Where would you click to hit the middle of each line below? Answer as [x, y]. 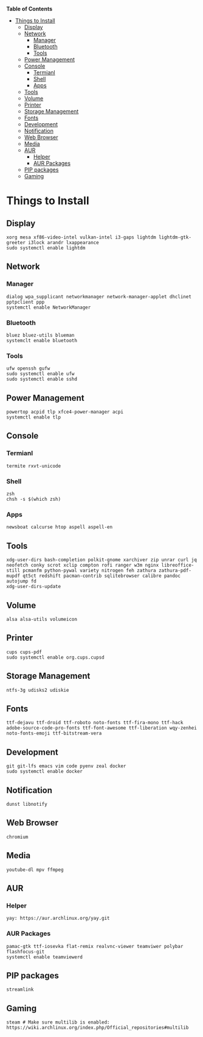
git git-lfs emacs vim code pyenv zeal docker [66, 766]
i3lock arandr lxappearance [64, 243]
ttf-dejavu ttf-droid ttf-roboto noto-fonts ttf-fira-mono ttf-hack [95, 723]
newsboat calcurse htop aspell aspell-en [60, 527]
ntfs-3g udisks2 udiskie [38, 690]
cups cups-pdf [24, 652]
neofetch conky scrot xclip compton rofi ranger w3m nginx [83, 565]
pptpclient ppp [26, 302]
